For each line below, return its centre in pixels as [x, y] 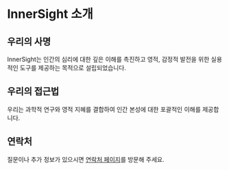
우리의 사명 [29, 41]
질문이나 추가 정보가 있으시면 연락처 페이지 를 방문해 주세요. [86, 159]
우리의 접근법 [33, 92]
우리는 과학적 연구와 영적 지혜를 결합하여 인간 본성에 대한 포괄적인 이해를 [104, 109]
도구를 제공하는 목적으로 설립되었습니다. [73, 68]
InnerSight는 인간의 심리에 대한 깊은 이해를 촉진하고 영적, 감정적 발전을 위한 [108, 59]
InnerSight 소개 [50, 14]
